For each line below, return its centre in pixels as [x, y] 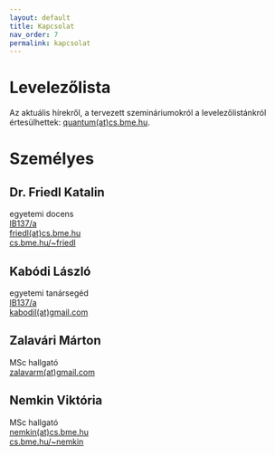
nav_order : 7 [34, 34]
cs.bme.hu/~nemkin [47, 441]
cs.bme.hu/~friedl [43, 243]
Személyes [52, 159]
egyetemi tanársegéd [49, 293]
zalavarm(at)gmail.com [52, 372]
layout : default [40, 18]
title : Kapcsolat [42, 26]
